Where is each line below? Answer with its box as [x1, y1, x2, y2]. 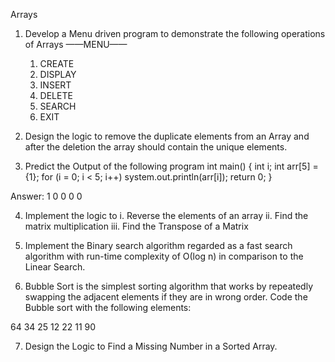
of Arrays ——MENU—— [24, 39, 128, 50]
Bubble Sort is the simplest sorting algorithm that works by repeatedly [24, 280, 314, 292]
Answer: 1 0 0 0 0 [10, 190, 83, 202]
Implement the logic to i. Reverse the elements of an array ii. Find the [24, 210, 309, 221]
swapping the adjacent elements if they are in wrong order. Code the [24, 291, 308, 303]
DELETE [39, 90, 73, 101]
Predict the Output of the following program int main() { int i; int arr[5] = [24, 160, 319, 172]
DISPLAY [39, 69, 77, 80]
